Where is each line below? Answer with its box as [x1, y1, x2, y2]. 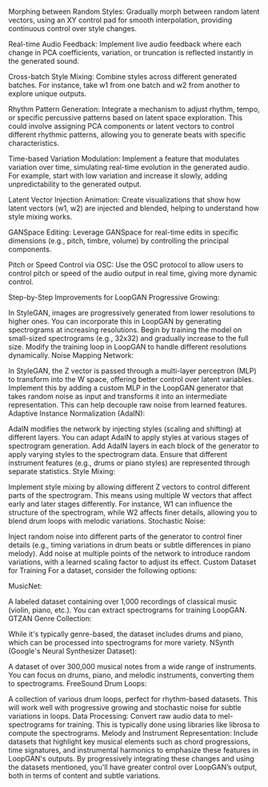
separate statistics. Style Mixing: [8, 467, 116, 476]
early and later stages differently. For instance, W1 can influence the [8, 500, 233, 508]
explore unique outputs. [8, 89, 86, 98]
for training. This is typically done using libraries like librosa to [55, 720, 260, 729]
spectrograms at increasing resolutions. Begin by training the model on [8, 325, 242, 335]
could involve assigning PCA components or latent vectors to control [8, 122, 234, 130]
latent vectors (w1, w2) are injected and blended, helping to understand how [8, 203, 260, 213]
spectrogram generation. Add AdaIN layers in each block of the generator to [8, 441, 260, 451]
